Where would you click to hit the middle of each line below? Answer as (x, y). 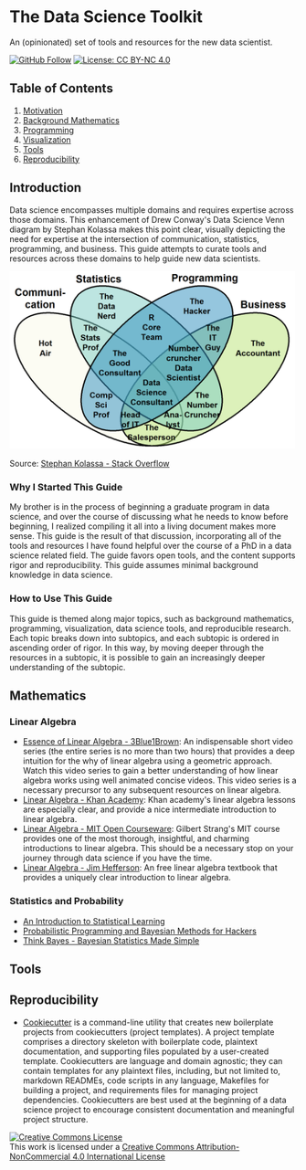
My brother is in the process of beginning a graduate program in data (140, 507)
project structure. (55, 1119)
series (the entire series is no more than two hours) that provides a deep (158, 752)
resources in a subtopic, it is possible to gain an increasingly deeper (137, 657)
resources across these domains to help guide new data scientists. (135, 258)
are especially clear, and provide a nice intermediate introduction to (149, 809)
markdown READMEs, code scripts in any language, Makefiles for (146, 1080)
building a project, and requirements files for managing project (140, 1090)
